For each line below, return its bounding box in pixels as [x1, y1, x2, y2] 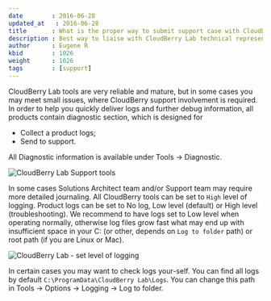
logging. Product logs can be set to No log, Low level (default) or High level [8, 200, 258, 210]
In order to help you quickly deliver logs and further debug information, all [8, 103, 254, 113]
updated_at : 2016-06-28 [8, 19, 99, 27]
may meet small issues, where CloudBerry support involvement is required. [8, 94, 258, 105]
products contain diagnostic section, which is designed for [8, 112, 203, 122]
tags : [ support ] [8, 65, 92, 73]
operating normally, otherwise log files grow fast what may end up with [8, 217, 244, 227]
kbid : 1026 [8, 49, 74, 57]
